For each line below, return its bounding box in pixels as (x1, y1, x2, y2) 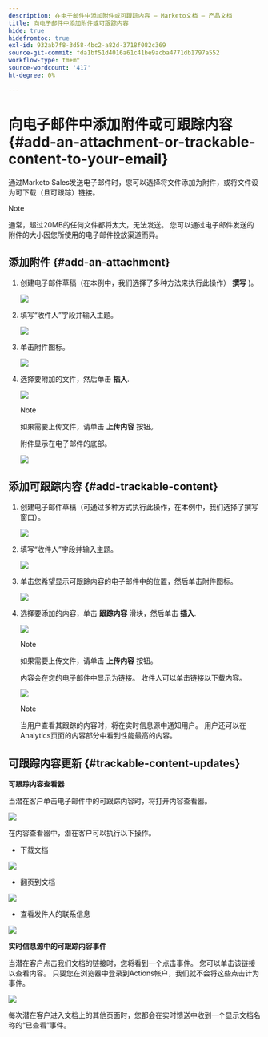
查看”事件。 (32, 1020, 71, 1030)
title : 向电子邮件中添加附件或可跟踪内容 (8, 19, 130, 27)
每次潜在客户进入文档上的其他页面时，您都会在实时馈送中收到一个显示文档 (8, 1011, 254, 1019)
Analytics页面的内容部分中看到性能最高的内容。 (19, 730, 178, 741)
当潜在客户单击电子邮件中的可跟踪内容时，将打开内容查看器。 (8, 796, 212, 806)
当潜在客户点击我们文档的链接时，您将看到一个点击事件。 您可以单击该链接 (8, 959, 256, 967)
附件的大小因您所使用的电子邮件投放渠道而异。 (8, 230, 162, 239)
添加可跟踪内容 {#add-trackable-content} (8, 480, 218, 493)
